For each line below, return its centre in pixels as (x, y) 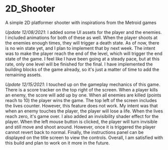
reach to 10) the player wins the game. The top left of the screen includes (81, 100)
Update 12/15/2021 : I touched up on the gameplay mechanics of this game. (83, 84)
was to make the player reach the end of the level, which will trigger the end (84, 53)
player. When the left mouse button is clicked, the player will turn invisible (81, 121)
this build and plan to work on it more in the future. (58, 142)
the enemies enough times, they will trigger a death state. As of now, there (82, 42)
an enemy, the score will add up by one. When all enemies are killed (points (83, 95)
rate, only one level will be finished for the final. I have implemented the (79, 64)
